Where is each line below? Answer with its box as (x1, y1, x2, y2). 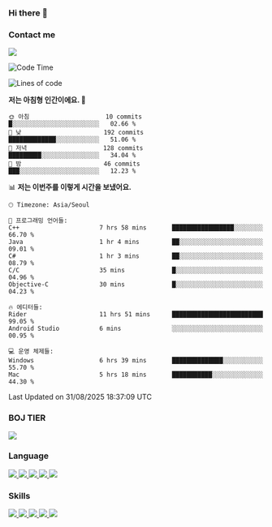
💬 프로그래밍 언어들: (8, 216, 68, 225)
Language (8, 450, 50, 461)
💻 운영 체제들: (8, 348, 54, 356)
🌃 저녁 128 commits (8, 144, 144, 152)
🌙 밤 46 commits (8, 160, 140, 169)
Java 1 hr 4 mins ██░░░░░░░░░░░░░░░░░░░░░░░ (8, 238, 264, 246)
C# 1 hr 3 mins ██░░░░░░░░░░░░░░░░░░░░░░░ (8, 252, 264, 260)
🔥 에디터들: (8, 303, 43, 311)
